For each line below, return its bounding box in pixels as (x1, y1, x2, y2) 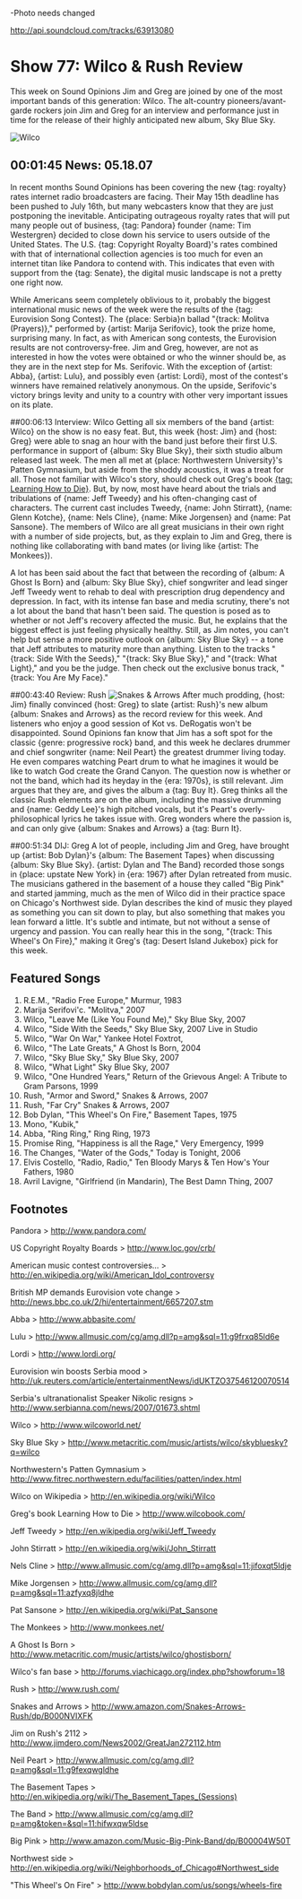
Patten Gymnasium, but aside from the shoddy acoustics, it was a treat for (10, 464, 285, 474)
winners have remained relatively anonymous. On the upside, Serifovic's (10, 380, 277, 391)
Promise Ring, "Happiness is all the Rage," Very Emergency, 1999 (22, 1138, 264, 1149)
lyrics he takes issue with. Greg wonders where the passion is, (61, 813, 292, 824)
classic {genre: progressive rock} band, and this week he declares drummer (10, 737, 290, 748)
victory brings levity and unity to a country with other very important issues (10, 389, 289, 400)
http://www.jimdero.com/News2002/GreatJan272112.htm (10, 1738, 221, 1748)
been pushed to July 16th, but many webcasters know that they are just (10, 201, 274, 212)
